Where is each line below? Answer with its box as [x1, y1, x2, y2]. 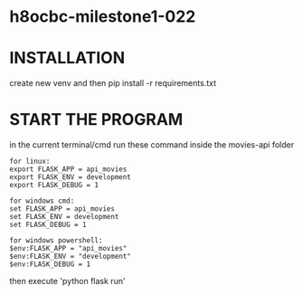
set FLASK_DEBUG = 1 [9, 220, 88, 230]
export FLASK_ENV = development [9, 173, 131, 182]
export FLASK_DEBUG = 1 [9, 181, 99, 190]
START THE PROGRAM [9, 109, 184, 130]
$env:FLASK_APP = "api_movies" [9, 244, 128, 253]
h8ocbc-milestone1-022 [9, 6, 196, 27]
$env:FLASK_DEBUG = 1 [9, 260, 91, 269]
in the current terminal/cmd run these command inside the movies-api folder [9, 139, 295, 150]
